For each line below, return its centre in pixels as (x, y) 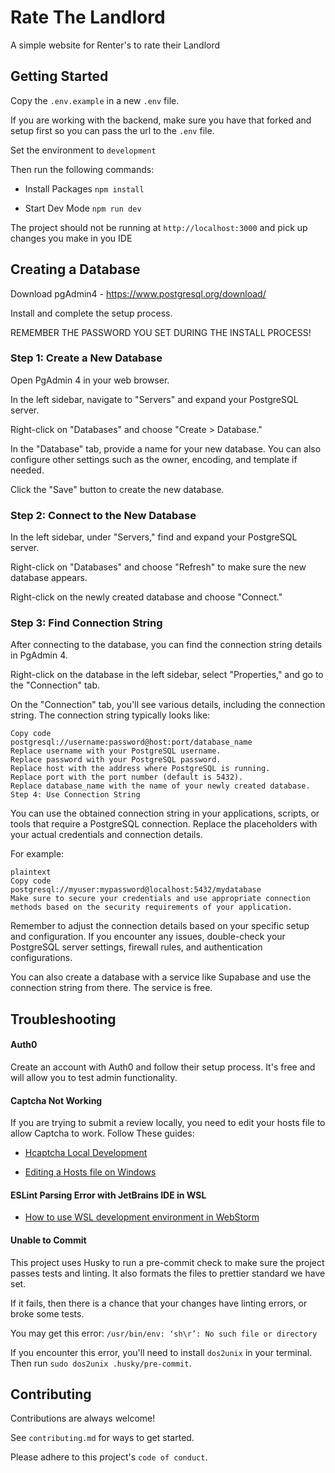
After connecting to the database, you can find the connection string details (166, 645)
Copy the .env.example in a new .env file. (95, 100)
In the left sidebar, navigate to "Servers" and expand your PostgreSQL (154, 399)
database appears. (49, 578)
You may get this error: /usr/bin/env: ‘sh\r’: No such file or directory (164, 1333)
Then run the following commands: (82, 169)
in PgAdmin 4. (39, 655)
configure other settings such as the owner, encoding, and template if (154, 459)
